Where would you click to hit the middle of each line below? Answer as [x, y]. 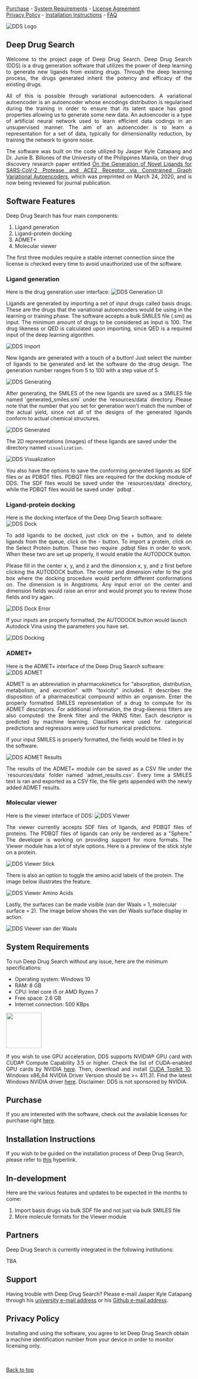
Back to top [20, 1370]
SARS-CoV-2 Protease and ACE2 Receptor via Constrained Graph [99, 170]
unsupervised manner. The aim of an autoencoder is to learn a [99, 127]
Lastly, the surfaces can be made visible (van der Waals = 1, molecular [91, 904]
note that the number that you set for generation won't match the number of [99, 405]
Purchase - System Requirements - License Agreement [73, 9]
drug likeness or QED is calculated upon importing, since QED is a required [99, 328]
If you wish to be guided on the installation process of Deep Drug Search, [95, 1154]
